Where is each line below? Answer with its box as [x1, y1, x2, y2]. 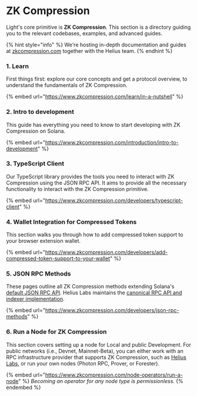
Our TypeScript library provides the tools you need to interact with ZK [6, 173, 175, 180]
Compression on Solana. [6, 127, 66, 135]
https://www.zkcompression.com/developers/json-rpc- [45, 307, 179, 314]
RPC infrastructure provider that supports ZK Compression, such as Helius [6, 354, 186, 361]
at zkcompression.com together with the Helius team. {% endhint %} [6, 47, 173, 54]
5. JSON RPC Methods [6, 270, 71, 278]
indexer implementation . [6, 296, 65, 303]
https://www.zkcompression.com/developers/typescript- [45, 197, 183, 204]
